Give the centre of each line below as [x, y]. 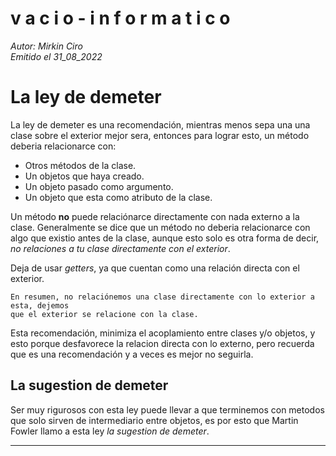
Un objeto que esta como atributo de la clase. [118, 197]
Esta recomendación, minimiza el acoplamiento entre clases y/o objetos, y [163, 333]
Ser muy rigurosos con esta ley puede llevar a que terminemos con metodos [167, 409]
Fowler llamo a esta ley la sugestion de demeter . [110, 431]
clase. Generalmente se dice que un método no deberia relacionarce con [160, 227]
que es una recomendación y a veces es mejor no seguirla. [132, 354]
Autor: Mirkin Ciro [46, 46]
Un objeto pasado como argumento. [99, 186]
